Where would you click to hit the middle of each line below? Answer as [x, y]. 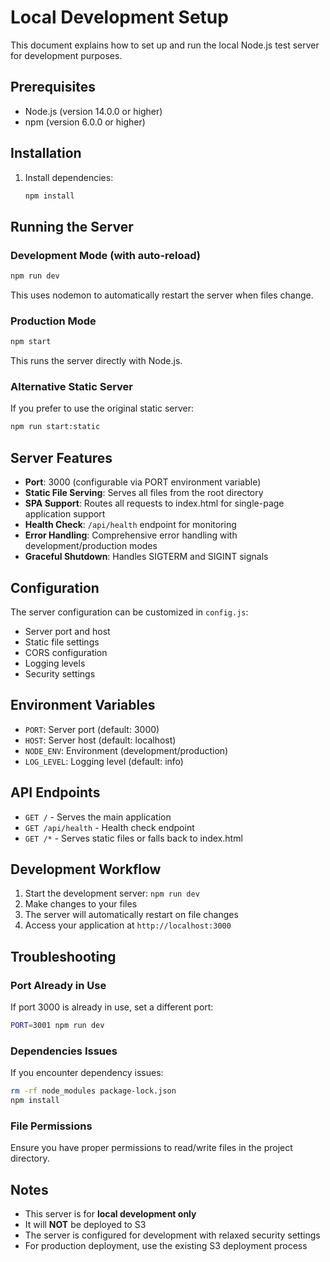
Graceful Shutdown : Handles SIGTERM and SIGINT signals [146, 557]
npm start [31, 342]
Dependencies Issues [64, 1051]
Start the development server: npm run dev [112, 893]
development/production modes [91, 546]
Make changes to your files [81, 904]
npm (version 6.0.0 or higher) [85, 122]
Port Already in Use [58, 985]
